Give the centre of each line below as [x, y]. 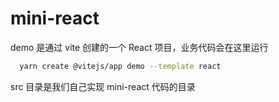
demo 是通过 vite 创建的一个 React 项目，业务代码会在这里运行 [139, 47]
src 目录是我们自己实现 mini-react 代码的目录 [103, 86]
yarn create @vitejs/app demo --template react [120, 66]
